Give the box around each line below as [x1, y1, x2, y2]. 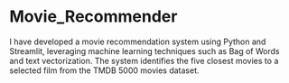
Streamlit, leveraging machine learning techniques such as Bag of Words [9, 45, 280, 56]
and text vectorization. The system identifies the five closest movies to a [9, 55, 279, 66]
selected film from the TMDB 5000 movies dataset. [9, 65, 200, 76]
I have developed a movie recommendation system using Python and [9, 36, 266, 47]
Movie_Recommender [9, 6, 178, 27]
